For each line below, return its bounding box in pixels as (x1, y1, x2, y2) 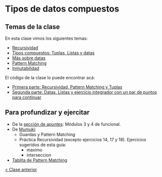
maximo (26, 147, 43, 153)
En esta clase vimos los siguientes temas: (5, 35, 88, 41)
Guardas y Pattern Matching (19, 132, 75, 137)
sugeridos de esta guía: (19, 142, 66, 147)
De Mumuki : (12, 126, 36, 132)
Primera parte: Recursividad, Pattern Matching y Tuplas (12, 84, 122, 90)
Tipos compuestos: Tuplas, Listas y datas (12, 50, 95, 56)
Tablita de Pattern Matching (12, 157, 68, 163)
